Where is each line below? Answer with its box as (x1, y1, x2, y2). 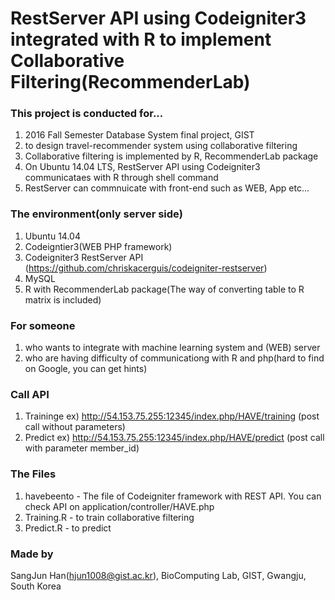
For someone (10, 318, 76, 332)
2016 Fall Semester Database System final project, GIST (24, 129, 255, 141)
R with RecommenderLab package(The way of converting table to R (24, 283, 305, 295)
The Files (10, 467, 57, 481)
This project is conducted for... (10, 107, 164, 121)
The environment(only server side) (10, 207, 183, 221)
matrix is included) (24, 293, 102, 306)
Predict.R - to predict (24, 522, 112, 534)
